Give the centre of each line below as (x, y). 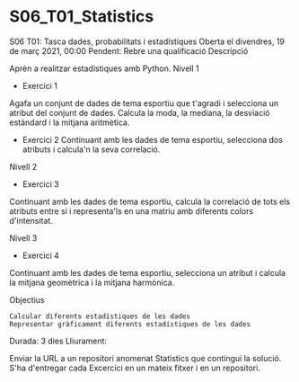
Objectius (27, 299)
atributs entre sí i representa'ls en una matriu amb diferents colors (132, 211)
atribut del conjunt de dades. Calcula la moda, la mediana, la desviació (140, 112)
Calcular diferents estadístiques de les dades (100, 316)
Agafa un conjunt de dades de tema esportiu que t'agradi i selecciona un (144, 103)
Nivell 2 (23, 166)
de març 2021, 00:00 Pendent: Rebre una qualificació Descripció (129, 50)
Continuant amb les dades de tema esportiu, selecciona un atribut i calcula (147, 272)
